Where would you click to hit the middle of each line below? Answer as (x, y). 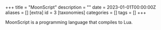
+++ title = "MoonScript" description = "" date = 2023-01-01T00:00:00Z (80, 7)
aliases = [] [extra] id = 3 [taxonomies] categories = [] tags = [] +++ (76, 12)
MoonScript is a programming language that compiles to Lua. (69, 22)
